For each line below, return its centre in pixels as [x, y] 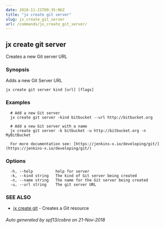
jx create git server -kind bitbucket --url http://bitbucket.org [81, 117]
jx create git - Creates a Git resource [51, 208]
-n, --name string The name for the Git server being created [79, 180]
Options [16, 161]
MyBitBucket [18, 135]
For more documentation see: [41, 144]
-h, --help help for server [50, 171]
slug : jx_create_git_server [35, 19]
